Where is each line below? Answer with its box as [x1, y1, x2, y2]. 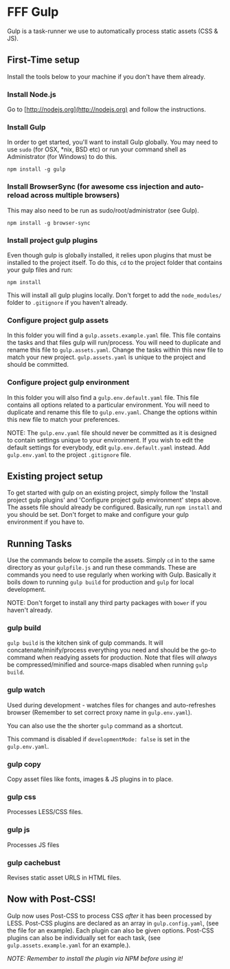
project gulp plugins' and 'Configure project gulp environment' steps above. [7, 496, 222, 504]
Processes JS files [7, 840, 60, 849]
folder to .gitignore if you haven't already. [7, 298, 128, 306]
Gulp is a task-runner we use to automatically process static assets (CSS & [7, 27, 218, 35]
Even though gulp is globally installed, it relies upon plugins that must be [7, 251, 211, 259]
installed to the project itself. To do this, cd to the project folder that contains [7, 258, 222, 266]
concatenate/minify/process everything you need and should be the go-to [7, 646, 216, 654]
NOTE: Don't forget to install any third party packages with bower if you [7, 599, 207, 607]
